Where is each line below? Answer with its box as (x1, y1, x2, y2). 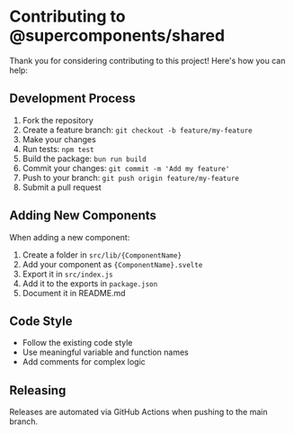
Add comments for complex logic (22, 357, 146, 367)
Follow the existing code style (22, 338, 133, 348)
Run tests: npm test (22, 143, 94, 154)
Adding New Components (9, 208, 157, 223)
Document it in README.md (22, 287, 126, 298)
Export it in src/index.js (22, 268, 114, 279)
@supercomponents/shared (9, 25, 226, 46)
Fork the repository (22, 114, 94, 125)
